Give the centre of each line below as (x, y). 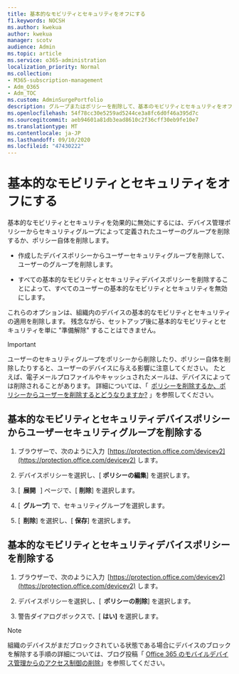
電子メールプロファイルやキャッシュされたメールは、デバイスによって (128, 377)
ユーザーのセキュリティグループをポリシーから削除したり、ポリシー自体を (116, 359)
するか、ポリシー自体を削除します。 (60, 241)
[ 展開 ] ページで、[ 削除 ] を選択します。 (78, 490)
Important (22, 344)
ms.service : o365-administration (57, 60)
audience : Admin (31, 47)
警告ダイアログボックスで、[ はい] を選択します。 (90, 616)
